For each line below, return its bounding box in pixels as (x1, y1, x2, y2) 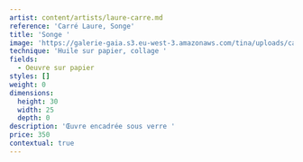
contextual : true (9, 139, 75, 148)
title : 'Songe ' (9, 30, 70, 39)
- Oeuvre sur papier (17, 64, 95, 73)
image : (9, 38, 34, 48)
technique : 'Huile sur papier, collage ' (9, 47, 168, 56)
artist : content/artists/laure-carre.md (9, 13, 164, 22)
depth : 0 (17, 113, 50, 122)
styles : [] (9, 72, 50, 81)
